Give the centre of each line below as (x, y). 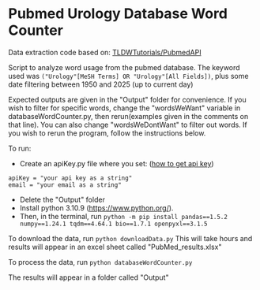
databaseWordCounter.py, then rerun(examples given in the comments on (128, 116)
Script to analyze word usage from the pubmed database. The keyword (124, 67)
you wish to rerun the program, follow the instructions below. (107, 133)
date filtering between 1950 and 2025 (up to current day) (101, 84)
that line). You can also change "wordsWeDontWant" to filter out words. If (128, 125)
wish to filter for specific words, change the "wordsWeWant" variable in (124, 108)
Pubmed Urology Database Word (118, 14)
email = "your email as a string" (65, 185)
